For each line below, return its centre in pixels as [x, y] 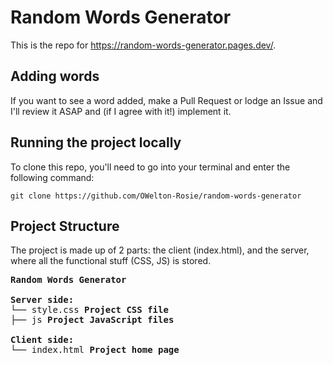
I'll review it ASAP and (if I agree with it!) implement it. [121, 111]
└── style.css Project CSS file [89, 310]
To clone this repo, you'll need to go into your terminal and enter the [150, 167]
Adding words [55, 76]
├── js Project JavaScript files [92, 320]
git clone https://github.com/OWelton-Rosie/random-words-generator [156, 196]
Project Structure [65, 226]
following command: [52, 177]
